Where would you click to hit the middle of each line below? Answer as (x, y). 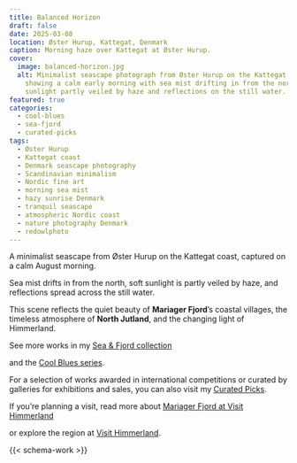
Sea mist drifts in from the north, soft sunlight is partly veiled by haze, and (144, 283)
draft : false (33, 26)
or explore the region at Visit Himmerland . (85, 433)
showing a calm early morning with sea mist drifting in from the (150, 83)
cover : (21, 58)
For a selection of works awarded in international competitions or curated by (148, 380)
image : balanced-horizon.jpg (71, 67)
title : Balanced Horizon (55, 17)
